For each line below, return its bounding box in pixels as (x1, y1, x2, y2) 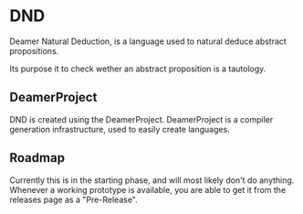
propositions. (9, 45, 59, 56)
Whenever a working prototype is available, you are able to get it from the (9, 184, 287, 195)
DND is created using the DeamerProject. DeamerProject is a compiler (9, 113, 274, 124)
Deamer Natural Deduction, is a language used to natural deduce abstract (9, 36, 287, 47)
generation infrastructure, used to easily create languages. (9, 123, 230, 134)
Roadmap (9, 150, 66, 166)
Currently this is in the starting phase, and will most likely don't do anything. (9, 175, 295, 186)
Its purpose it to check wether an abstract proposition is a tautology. (9, 63, 266, 74)
